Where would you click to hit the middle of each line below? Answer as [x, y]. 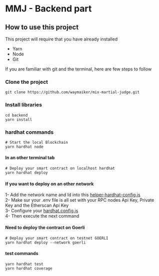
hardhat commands [29, 132]
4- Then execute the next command [42, 216]
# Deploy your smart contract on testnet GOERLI [57, 238]
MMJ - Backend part [48, 9]
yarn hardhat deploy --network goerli [45, 243]
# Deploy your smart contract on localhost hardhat [60, 168]
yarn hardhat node [24, 147]
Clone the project [27, 82]
